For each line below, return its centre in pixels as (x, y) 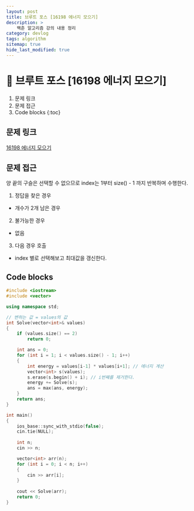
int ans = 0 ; (33, 350)
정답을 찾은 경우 (33, 195)
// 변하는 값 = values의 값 (37, 317)
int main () (19, 415)
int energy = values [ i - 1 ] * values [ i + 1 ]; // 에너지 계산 (96, 366)
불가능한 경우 (30, 221)
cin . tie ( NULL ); (35, 432)
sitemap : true (24, 45)
